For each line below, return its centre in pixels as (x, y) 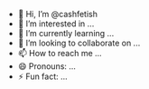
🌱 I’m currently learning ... (66, 33)
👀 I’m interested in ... (56, 24)
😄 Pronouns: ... (47, 66)
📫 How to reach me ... (60, 53)
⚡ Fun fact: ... (42, 76)
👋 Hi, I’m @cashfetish (57, 14)
